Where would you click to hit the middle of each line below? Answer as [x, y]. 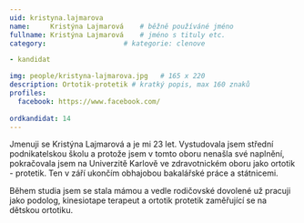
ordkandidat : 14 [40, 118]
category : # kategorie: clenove [107, 43]
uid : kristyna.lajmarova [56, 18]
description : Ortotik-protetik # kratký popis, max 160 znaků [130, 85]
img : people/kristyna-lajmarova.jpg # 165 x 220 [107, 76]
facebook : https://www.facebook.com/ [89, 101]
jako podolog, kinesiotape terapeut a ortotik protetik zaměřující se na [138, 200]
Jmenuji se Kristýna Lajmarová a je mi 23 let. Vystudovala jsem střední [142, 144]
